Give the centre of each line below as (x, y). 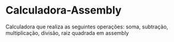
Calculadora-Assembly (64, 10)
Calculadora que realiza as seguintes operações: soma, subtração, (87, 27)
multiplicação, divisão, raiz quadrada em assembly (67, 33)
